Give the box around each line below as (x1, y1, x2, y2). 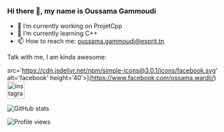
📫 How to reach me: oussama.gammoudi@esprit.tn (17, 37, 165, 46)
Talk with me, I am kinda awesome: (7, 53, 107, 62)
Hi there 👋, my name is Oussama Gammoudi (7, 6, 156, 16)
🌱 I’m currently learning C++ (17, 29, 98, 37)
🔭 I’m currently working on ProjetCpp (17, 22, 123, 30)
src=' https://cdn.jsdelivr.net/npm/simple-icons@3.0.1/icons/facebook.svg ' (7, 66, 218, 75)
